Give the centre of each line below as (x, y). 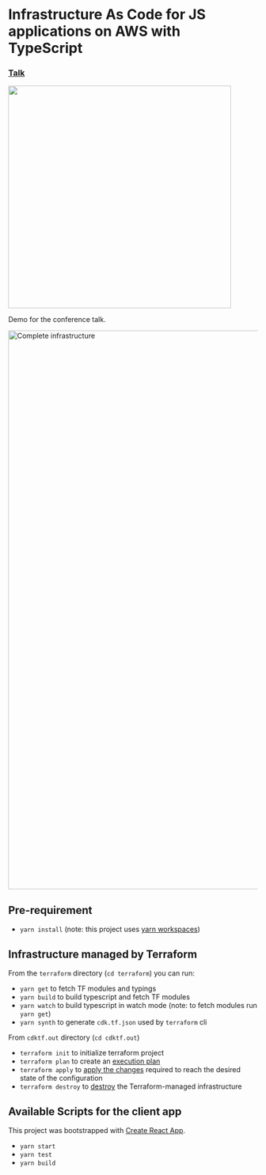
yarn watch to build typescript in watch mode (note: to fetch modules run (138, 1006)
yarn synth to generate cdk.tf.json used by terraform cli (113, 1022)
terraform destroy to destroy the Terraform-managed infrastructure (131, 1086)
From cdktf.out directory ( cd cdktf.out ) (74, 1037)
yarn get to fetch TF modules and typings (88, 989)
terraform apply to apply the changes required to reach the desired (130, 1070)
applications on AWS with (94, 31)
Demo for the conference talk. (57, 320)
